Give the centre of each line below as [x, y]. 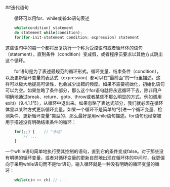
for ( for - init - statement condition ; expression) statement [77, 37]
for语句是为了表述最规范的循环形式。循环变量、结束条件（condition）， [88, 71]
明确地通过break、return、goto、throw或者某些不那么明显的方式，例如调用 [83, 97]
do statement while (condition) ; [48, 33]
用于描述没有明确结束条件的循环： [41, 122]
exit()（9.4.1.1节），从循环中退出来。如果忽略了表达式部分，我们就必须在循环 [84, 103]
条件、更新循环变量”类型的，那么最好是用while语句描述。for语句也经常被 [86, 115]
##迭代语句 [17, 7]
